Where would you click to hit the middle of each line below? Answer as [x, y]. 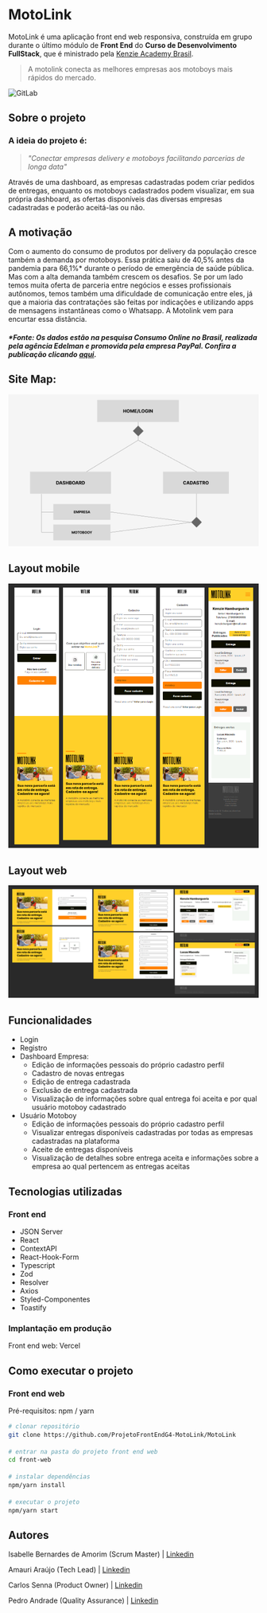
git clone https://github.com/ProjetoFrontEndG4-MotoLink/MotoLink [122, 1435]
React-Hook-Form [49, 1257]
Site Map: [33, 380]
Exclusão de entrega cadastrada [84, 1090]
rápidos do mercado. [62, 77]
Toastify [33, 1307]
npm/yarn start [33, 1510]
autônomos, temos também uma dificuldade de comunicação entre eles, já [130, 294]
